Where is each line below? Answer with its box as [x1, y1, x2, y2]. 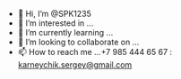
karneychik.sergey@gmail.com [17, 59, 133, 70]
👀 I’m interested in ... [17, 18, 94, 28]
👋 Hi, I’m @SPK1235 [17, 9, 92, 19]
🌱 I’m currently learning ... [17, 28, 114, 37]
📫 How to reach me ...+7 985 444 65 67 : [17, 47, 173, 57]
